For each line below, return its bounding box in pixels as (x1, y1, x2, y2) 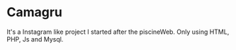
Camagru (6, 4, 63, 20)
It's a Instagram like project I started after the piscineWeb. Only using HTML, (6, 27, 230, 36)
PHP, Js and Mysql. (6, 35, 64, 43)
